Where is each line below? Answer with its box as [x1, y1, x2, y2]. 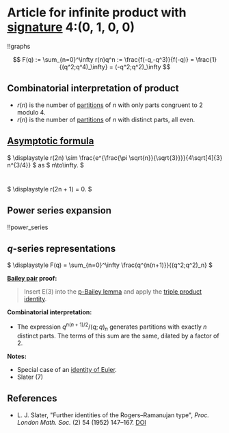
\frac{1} [196, 55, 217, 63]
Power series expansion [7, 204, 111, 217]
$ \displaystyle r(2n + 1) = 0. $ [7, 185, 92, 193]
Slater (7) [16, 373, 43, 381]
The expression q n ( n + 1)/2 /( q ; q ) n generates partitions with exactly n [16, 321, 207, 332]
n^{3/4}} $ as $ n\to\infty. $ [7, 161, 84, 169]
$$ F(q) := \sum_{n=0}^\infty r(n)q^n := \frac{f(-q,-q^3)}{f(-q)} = [12, 55, 195, 63]
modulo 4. [16, 108, 46, 116]
